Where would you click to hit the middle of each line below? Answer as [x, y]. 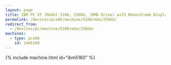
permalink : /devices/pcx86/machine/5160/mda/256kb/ [61, 19]
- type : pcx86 [25, 39]
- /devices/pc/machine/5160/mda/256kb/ [52, 29]
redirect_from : [21, 24]
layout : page [19, 10]
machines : [16, 34]
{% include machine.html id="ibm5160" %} [50, 57]
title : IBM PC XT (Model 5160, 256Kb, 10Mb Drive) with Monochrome [78, 15]
